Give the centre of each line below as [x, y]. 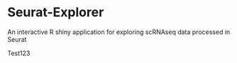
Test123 [19, 53]
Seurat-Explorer [56, 12]
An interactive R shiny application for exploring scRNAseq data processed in [119, 32]
